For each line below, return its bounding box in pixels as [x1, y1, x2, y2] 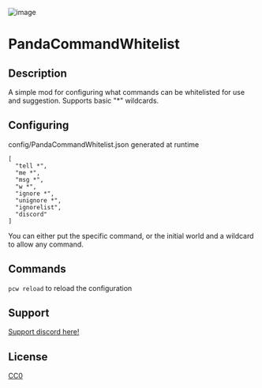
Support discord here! [8, 327, 80, 337]
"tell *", [15, 162, 47, 170]
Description [8, 66, 67, 80]
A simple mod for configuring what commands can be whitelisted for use [8, 88, 245, 96]
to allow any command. [8, 239, 84, 249]
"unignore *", [15, 196, 62, 205]
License [8, 350, 48, 364]
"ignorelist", [15, 203, 62, 211]
